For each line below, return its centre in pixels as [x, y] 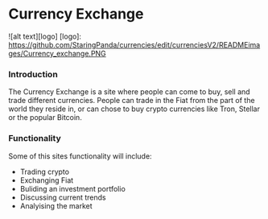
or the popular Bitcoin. [45, 118]
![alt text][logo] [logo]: [45, 36]
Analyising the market [56, 205]
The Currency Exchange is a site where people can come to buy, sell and [130, 92]
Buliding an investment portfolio [73, 188]
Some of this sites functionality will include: [80, 156]
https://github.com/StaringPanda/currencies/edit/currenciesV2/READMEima [134, 44]
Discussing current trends [63, 197]
